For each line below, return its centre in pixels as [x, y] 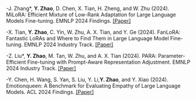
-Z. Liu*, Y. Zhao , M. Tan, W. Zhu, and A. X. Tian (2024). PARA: [81, 56]
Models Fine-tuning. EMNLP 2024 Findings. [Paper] [68, 21]
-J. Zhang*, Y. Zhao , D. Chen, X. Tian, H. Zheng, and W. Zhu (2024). [88, 8]
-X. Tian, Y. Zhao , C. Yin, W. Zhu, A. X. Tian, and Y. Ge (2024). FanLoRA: [93, 32]
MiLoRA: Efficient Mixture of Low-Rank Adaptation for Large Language [91, 15]
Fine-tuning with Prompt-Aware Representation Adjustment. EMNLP [109, 62]
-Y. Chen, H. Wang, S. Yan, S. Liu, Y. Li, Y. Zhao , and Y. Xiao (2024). [87, 79]
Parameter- [171, 56]
